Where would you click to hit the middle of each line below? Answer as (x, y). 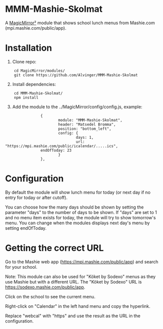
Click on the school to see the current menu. (50, 296)
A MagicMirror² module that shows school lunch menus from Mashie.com (80, 23)
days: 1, (85, 137)
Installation (29, 48)
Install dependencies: (34, 84)
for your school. (21, 267)
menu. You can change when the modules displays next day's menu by (78, 223)
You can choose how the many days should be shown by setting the (75, 207)
